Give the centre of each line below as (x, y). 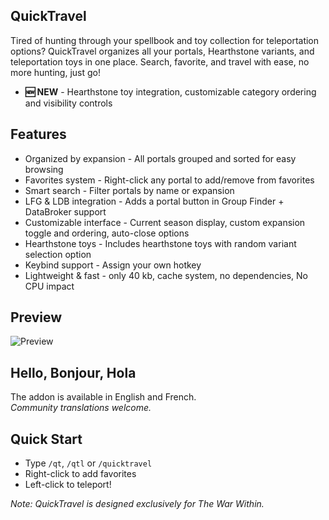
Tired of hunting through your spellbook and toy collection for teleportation (165, 40)
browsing (44, 169)
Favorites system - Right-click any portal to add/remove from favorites (169, 180)
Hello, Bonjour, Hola (73, 372)
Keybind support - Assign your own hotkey (113, 265)
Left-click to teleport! (68, 485)
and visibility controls (68, 103)
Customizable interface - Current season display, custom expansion (165, 222)
